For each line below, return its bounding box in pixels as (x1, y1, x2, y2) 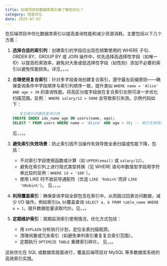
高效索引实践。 (5, 256, 36, 261)
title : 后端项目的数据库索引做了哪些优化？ (5, 7, 84, 12)
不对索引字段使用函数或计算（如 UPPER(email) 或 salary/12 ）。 (19, 157, 147, 163)
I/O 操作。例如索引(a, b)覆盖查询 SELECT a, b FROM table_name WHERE (18, 199, 159, 205)
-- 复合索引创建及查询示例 (12, 111, 61, 117)
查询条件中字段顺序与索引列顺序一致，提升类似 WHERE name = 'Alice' (16, 83, 159, 89)
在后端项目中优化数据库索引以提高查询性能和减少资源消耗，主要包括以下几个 (5, 31, 162, 37)
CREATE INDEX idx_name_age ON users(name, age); (12, 116, 115, 121)
